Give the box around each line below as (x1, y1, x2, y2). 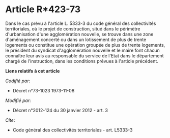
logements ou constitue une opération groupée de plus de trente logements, (5, 42, 165, 48)
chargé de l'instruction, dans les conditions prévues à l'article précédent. (5, 58, 159, 64)
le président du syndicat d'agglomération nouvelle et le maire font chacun (5, 47, 160, 53)
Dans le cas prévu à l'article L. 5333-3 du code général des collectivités (5, 20, 156, 26)
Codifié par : (5, 78, 31, 84)
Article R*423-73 (5, 4, 81, 15)
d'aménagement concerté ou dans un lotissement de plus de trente (5, 37, 147, 43)
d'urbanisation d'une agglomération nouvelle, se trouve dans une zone (5, 31, 154, 37)
